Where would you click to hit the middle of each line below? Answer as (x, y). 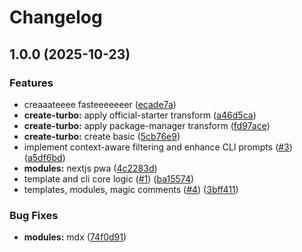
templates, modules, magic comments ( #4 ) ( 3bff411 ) (131, 189)
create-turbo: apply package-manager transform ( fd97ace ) (147, 125)
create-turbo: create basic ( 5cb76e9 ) (102, 136)
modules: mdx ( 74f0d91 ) (75, 237)
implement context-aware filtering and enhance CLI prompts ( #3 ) (158, 147)
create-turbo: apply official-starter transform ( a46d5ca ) (140, 115)
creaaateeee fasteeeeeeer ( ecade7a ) (100, 104)
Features (31, 83)
